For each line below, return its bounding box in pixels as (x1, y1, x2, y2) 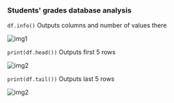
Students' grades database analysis (7, 6, 132, 15)
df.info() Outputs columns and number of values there (7, 21, 167, 30)
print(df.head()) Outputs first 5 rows (7, 48, 116, 57)
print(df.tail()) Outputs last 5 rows (7, 75, 115, 83)
